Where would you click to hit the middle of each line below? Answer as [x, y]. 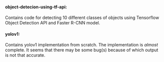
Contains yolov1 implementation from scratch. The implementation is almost [82, 45]
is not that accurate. [25, 55]
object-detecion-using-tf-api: [36, 7]
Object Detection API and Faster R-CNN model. [53, 23]
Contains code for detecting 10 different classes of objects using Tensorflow [82, 18]
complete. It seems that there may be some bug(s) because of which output [82, 50]
